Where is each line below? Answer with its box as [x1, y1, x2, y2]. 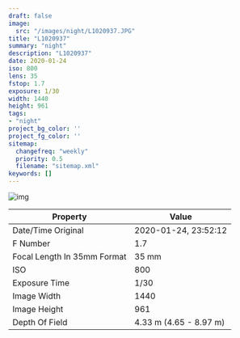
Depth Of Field [12, 317, 68, 327]
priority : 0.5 [15, 154, 63, 163]
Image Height [12, 304, 64, 315]
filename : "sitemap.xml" [15, 163, 99, 171]
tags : [8, 110, 27, 118]
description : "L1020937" [8, 49, 92, 57]
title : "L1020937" [8, 34, 70, 43]
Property [52, 211, 87, 222]
